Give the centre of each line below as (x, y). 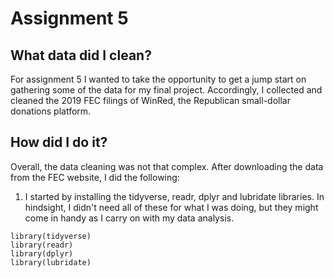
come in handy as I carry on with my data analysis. (129, 218)
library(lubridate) (51, 262)
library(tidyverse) (51, 236)
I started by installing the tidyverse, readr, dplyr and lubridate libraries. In (174, 196)
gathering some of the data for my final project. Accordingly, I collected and (166, 90)
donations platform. (51, 111)
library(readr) (42, 245)
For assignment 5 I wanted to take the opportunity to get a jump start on (158, 79)
